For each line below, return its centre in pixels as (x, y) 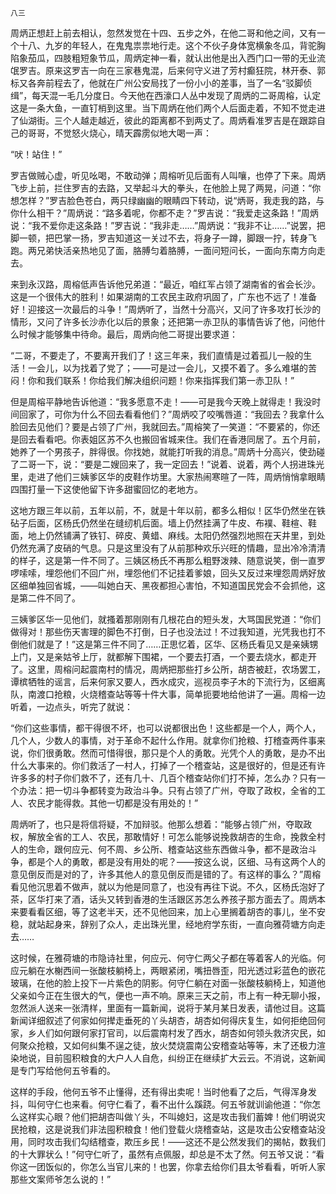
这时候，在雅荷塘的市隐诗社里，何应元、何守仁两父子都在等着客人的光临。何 (168, 958)
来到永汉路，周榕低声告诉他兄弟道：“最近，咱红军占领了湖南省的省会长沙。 (166, 284)
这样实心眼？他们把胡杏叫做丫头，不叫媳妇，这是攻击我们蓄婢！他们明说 (167, 1116)
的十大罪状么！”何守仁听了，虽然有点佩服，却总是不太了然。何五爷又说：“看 (167, 1154)
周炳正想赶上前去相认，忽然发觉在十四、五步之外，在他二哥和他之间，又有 (163, 33)
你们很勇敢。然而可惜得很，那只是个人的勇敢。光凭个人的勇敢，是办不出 (176, 753)
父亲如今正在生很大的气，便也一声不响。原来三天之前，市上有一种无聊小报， (168, 995)
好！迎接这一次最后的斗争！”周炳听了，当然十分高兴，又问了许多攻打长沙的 (166, 309)
